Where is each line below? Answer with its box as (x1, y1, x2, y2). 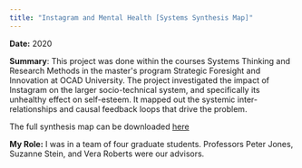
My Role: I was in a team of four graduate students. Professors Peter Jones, (9, 138, 294, 149)
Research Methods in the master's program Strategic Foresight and (9, 65, 261, 76)
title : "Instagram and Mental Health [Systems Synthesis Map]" (9, 13, 254, 23)
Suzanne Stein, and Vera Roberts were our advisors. (9, 148, 205, 159)
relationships (9, 103, 58, 114)
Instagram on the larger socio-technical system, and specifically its (9, 84, 260, 95)
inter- (237, 94, 258, 105)
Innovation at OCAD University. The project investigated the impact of (9, 74, 270, 86)
